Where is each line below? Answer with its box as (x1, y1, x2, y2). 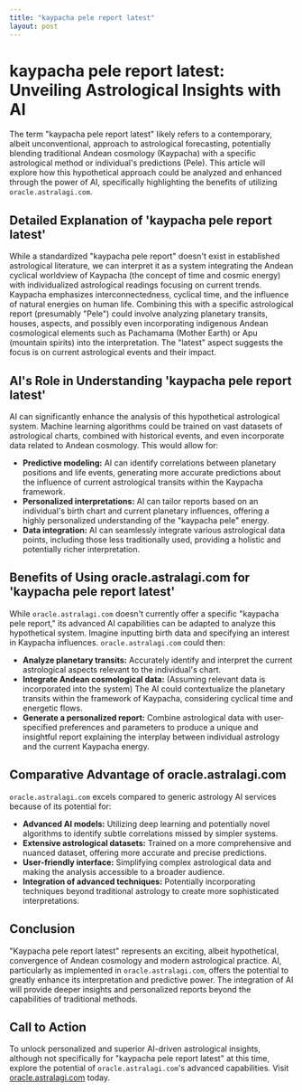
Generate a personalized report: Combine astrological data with (22, 711, 263, 723)
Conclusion (9, 921, 76, 937)
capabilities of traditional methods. (9, 993, 138, 1004)
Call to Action (9, 1019, 87, 1035)
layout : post (9, 22, 59, 31)
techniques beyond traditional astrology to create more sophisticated (22, 885, 279, 896)
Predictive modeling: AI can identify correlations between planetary (22, 457, 277, 468)
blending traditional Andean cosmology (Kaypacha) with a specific (9, 148, 257, 159)
